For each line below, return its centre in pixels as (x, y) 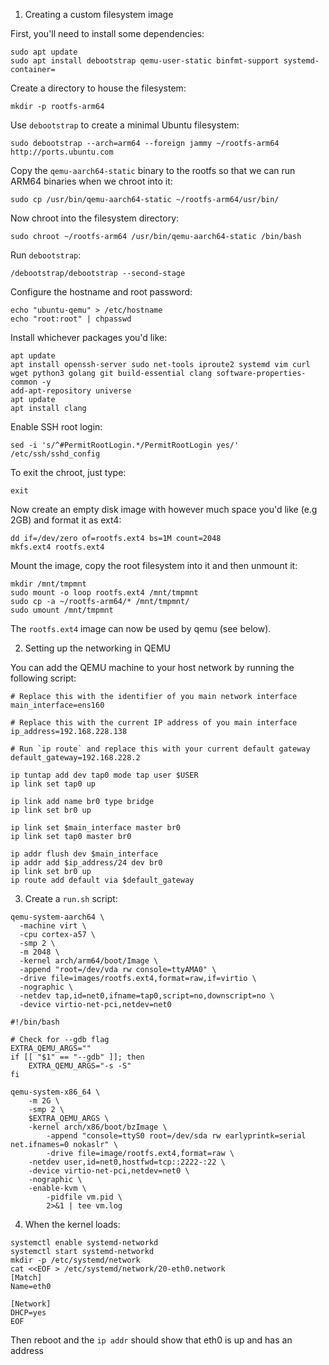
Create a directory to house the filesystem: (98, 88)
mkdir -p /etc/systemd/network (75, 1260)
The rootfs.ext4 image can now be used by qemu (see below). (141, 628)
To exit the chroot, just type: (68, 472)
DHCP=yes (28, 1313)
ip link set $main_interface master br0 (96, 828)
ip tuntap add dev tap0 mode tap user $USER (104, 775)
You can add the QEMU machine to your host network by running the (152, 667)
